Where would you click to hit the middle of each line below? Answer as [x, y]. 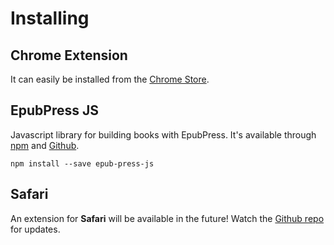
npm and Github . [45, 145]
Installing [50, 18]
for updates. [35, 229]
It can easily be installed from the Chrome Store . [110, 79]
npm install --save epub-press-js [82, 163]
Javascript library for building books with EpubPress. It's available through [163, 134]
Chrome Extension [69, 55]
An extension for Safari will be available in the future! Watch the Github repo [167, 218]
